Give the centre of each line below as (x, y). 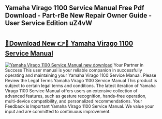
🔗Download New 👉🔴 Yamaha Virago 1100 (69, 43)
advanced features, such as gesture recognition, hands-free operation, (76, 96)
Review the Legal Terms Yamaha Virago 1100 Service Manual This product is (81, 80)
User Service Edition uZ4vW (49, 23)
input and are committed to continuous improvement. (58, 111)
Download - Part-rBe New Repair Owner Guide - (78, 16)
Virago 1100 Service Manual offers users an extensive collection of (71, 91)
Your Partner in (128, 65)
